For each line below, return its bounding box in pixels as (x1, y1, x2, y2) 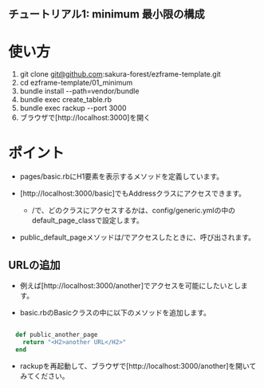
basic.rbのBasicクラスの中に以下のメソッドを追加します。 (19, 308, 211, 318)
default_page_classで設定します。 (31, 216, 144, 225)
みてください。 (19, 370, 69, 381)
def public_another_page (15, 331, 98, 339)
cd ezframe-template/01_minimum (19, 78, 133, 88)
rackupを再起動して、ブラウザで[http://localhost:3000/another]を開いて (19, 361, 257, 370)
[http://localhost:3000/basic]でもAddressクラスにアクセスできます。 (19, 188, 246, 198)
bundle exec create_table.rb (19, 95, 112, 105)
